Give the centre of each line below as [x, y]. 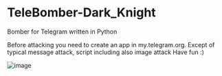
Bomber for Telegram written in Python [62, 31]
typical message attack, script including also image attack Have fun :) [106, 52]
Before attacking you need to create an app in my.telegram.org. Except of [111, 45]
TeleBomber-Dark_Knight [81, 13]
